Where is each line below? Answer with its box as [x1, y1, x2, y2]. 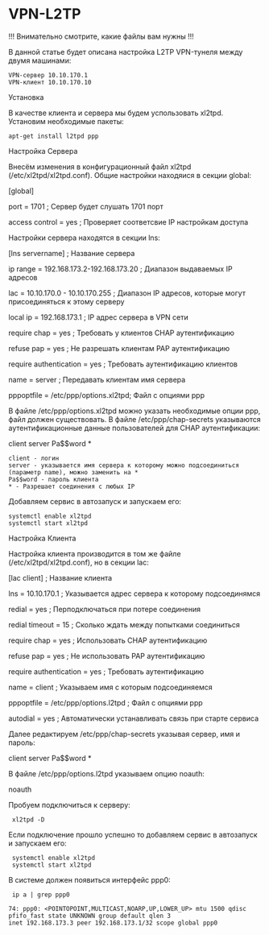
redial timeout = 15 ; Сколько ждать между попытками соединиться [8, 619, 240, 629]
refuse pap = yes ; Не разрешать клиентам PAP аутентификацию [8, 343, 230, 353]
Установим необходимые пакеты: [8, 116, 125, 126]
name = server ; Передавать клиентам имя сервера [8, 374, 186, 384]
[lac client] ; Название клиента [8, 573, 113, 582]
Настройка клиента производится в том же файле [8, 548, 181, 558]
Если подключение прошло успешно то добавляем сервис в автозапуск [8, 830, 258, 839]
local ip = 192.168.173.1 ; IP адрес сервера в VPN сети [8, 312, 189, 322]
